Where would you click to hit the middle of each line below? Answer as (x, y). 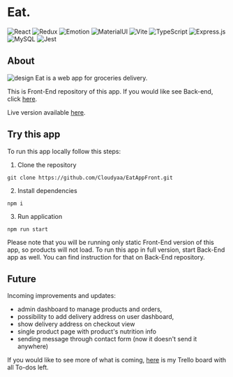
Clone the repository (47, 164)
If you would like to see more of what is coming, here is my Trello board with (117, 360)
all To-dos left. (28, 367)
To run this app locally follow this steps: (64, 151)
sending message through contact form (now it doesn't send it (107, 339)
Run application (40, 216)
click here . (22, 99)
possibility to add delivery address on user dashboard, (96, 317)
